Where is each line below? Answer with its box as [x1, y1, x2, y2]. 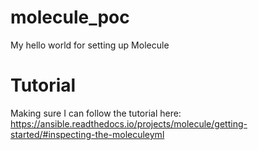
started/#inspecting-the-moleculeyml [10, 128, 165, 140]
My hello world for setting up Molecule [10, 39, 170, 51]
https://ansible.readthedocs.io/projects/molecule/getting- [10, 117, 248, 130]
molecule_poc [10, 6, 130, 29]
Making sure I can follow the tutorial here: [10, 107, 182, 119]
